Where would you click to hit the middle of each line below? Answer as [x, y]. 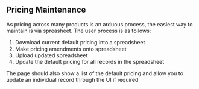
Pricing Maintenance [46, 10]
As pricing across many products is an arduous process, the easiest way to [99, 24]
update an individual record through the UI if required [72, 79]
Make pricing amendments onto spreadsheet [71, 49]
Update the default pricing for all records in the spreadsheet [90, 61]
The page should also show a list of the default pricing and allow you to [95, 73]
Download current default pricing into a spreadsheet [80, 42]
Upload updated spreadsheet [51, 55]
